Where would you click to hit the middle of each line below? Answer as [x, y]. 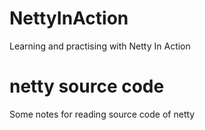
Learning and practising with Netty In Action [100, 46]
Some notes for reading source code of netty [102, 114]
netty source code [87, 86]
